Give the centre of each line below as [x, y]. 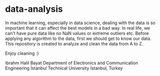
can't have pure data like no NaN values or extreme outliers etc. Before [77, 33]
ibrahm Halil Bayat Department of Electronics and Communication [72, 63]
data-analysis [34, 9]
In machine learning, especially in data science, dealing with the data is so [80, 23]
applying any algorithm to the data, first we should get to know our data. [78, 38]
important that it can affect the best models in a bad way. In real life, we [78, 28]
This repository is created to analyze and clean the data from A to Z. [74, 43]
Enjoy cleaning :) [22, 53]
